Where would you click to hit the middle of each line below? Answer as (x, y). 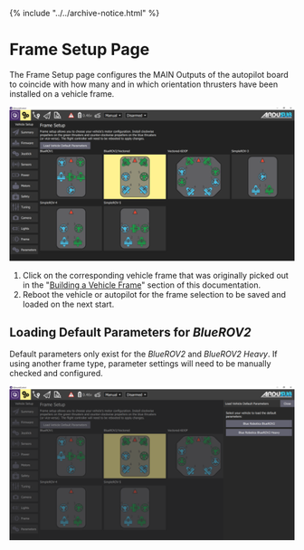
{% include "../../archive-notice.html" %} (85, 13)
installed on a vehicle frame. (62, 93)
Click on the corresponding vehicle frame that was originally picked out (156, 275)
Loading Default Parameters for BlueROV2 (130, 332)
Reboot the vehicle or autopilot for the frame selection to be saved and (154, 294)
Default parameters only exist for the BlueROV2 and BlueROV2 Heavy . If (143, 354)
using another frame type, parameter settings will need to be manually (140, 364)
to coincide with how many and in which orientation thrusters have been (144, 84)
